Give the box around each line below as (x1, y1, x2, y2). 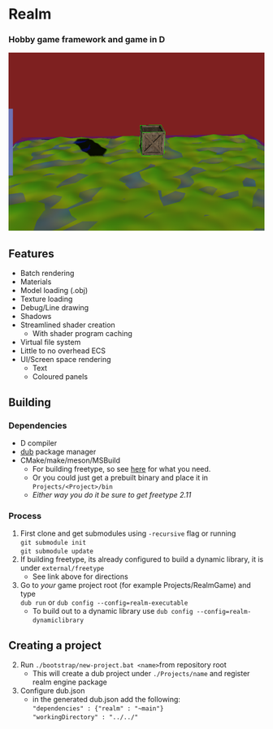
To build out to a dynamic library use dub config (32, 606, 193, 616)
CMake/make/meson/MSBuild (19, 455, 120, 465)
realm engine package (32, 677, 108, 687)
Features (8, 247, 54, 261)
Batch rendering (19, 269, 75, 278)
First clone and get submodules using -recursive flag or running (19, 528, 236, 538)
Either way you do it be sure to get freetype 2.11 (32, 490, 192, 499)
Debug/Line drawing (19, 303, 89, 313)
